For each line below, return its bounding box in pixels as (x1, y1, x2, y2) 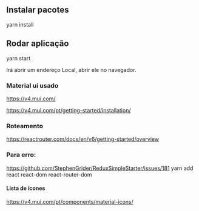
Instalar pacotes (6, 5, 69, 15)
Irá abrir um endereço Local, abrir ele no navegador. (6, 66, 137, 73)
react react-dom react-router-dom (6, 170, 92, 178)
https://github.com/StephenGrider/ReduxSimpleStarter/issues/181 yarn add (6, 164, 194, 172)
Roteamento (6, 122, 44, 130)
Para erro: (6, 151, 36, 159)
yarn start (6, 54, 31, 62)
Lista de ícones (6, 184, 46, 192)
